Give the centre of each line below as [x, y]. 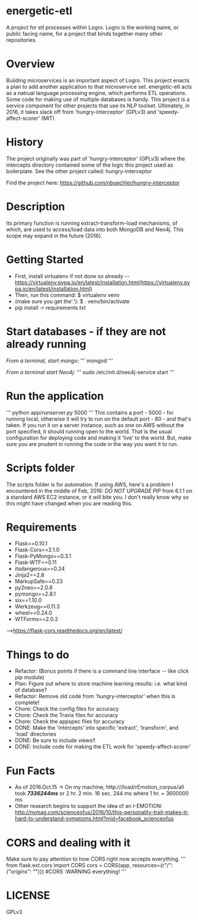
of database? [31, 690]
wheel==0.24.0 [33, 613]
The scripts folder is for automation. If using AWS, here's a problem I [90, 484]
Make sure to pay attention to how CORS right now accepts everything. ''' [96, 859]
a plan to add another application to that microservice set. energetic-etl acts [99, 87]
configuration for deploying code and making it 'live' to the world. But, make [99, 438]
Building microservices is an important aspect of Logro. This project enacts [98, 80]
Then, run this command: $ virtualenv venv [67, 295]
